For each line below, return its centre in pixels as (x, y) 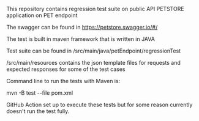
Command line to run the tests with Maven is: (63, 81)
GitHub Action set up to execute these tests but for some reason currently (99, 105)
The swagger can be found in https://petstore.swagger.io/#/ (82, 27)
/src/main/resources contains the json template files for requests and (93, 63)
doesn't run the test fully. (38, 111)
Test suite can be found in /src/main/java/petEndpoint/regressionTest (94, 51)
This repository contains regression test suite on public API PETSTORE (96, 9)
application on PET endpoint (42, 15)
